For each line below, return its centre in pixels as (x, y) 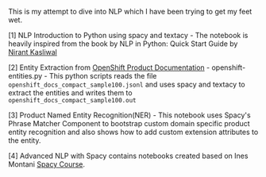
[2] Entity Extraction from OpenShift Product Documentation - (109, 67)
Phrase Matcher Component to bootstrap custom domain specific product (129, 123)
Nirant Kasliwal (33, 52)
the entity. (25, 140)
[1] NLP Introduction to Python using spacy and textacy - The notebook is (128, 35)
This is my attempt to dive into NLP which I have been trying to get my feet (130, 12)
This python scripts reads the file (103, 76)
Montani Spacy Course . (47, 164)
